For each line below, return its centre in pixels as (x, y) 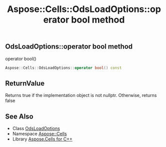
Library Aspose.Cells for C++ (42, 139)
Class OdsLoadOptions (36, 128)
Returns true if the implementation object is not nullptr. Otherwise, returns (81, 95)
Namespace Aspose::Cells (39, 134)
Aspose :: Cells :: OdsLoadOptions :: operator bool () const (63, 68)
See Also (19, 116)
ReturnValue (25, 83)
